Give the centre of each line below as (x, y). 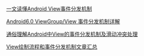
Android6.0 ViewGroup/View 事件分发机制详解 (63, 21)
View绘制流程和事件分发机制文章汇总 (52, 47)
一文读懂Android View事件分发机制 (49, 9)
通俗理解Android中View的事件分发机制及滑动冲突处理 (72, 34)
